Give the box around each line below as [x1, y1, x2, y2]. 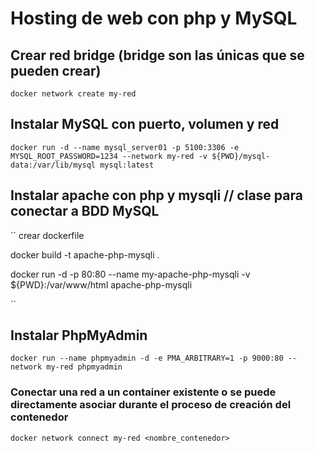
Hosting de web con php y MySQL [10, 7, 298, 30]
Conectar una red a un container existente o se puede [10, 385, 277, 399]
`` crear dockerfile [10, 229, 85, 241]
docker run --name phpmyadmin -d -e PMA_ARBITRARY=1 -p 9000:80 [10, 353, 284, 364]
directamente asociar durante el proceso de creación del [10, 398, 292, 412]
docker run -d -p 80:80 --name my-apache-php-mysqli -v [10, 268, 251, 280]
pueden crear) [10, 62, 102, 79]
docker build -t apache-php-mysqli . [10, 248, 160, 261]
